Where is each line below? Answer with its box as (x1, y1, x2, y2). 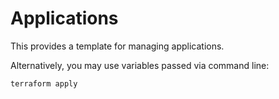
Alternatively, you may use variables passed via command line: (10, 59, 270, 71)
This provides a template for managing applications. (10, 40, 225, 52)
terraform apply (10, 78, 78, 89)
